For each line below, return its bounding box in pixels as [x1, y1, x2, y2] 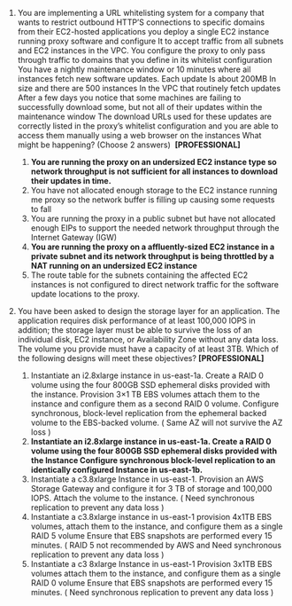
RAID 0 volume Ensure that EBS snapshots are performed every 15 [30, 578, 273, 588]
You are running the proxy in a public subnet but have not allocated [30, 213, 276, 224]
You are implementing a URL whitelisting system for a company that [17, 8, 265, 18]
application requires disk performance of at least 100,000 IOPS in [17, 315, 256, 326]
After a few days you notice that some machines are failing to [17, 92, 242, 103]
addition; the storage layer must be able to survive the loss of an [17, 325, 253, 335]
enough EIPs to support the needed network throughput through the [30, 223, 280, 233]
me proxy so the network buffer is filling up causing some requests [30, 194, 275, 205]
